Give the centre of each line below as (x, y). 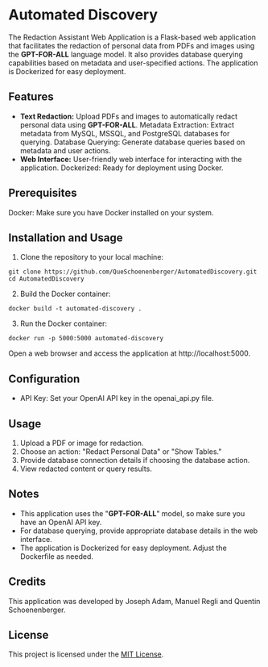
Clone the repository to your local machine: (91, 257)
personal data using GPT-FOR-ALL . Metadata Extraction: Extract (127, 125)
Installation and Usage (66, 238)
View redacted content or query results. (86, 469)
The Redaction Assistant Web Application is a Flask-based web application (132, 37)
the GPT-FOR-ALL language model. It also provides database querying (126, 54)
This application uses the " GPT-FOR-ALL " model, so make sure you (132, 513)
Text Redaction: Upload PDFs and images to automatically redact (129, 116)
